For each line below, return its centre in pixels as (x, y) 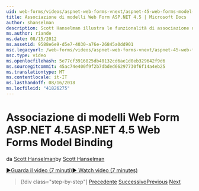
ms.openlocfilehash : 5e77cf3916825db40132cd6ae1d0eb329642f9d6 (86, 61)
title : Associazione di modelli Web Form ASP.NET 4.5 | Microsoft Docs (96, 17)
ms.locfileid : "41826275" (38, 88)
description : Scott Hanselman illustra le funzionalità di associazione (98, 28)
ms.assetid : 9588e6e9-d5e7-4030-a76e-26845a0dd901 (70, 45)
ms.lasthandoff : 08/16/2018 (41, 83)
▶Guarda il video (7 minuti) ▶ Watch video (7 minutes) (72, 170)
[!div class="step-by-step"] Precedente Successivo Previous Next (100, 182)
